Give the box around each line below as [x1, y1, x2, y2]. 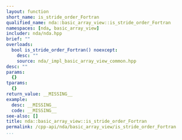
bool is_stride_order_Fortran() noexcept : [11, 47, 118, 53]
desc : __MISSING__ [11, 102, 58, 108]
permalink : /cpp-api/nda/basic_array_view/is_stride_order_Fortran [6, 124, 177, 130]
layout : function [6, 8, 49, 15]
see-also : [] [6, 113, 39, 119]
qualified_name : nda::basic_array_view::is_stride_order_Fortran [6, 19, 171, 25]
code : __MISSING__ [11, 108, 58, 113]
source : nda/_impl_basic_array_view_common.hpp [17, 58, 136, 64]
